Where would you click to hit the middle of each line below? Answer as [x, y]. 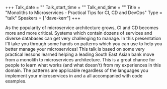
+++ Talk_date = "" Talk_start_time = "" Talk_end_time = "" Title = [73, 7]
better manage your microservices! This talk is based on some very [75, 49]
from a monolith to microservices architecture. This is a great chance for [80, 60]
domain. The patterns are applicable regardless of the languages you [77, 70]
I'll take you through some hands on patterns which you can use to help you [84, 44]
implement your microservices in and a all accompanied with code [74, 76]
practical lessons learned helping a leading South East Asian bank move [80, 54]
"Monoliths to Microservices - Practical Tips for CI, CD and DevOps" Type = [84, 13]
